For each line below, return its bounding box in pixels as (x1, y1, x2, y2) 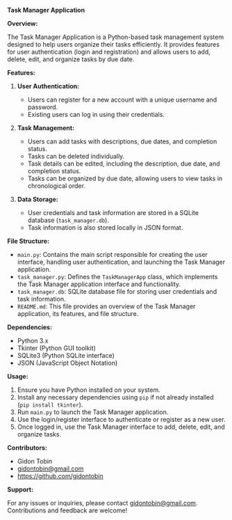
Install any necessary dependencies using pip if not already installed (17, 393, 214, 401)
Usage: (7, 372, 29, 380)
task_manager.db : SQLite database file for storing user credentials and (17, 287, 217, 295)
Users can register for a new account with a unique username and (27, 95, 217, 104)
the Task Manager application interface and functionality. (17, 280, 181, 288)
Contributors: (7, 443, 47, 452)
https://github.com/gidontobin (17, 472, 104, 480)
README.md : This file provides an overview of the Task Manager (17, 302, 196, 310)
